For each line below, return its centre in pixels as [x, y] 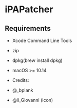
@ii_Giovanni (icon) [33, 100]
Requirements [28, 28]
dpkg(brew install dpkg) [37, 60]
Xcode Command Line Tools [42, 40]
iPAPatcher [29, 9]
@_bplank [23, 90]
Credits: [21, 80]
